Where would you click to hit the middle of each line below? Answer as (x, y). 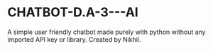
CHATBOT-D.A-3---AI (73, 12)
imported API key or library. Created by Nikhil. (74, 39)
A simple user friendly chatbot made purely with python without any (106, 32)
